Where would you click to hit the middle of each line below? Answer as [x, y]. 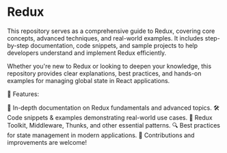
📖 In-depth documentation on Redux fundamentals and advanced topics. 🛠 [113, 108]
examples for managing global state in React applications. [89, 80]
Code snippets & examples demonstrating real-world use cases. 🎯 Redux [110, 117]
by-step [18, 45]
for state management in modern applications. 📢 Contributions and [101, 135]
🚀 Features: [23, 94]
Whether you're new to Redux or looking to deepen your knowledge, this [109, 66]
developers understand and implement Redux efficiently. [87, 53]
